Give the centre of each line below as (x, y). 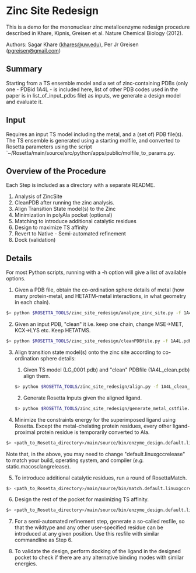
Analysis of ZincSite (38, 196)
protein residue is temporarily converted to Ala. (93, 432)
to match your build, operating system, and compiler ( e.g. (75, 460)
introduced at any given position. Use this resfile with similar (87, 534)
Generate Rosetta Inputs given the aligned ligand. (82, 398)
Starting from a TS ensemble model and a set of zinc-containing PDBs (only (97, 83)
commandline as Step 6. (43, 540)
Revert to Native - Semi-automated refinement (70, 234)
